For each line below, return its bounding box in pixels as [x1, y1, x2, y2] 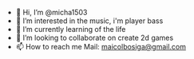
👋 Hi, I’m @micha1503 [15, 8, 88, 17]
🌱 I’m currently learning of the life [15, 25, 126, 33]
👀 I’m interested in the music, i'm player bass [15, 16, 164, 26]
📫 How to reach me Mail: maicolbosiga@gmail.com [15, 42, 186, 51]
